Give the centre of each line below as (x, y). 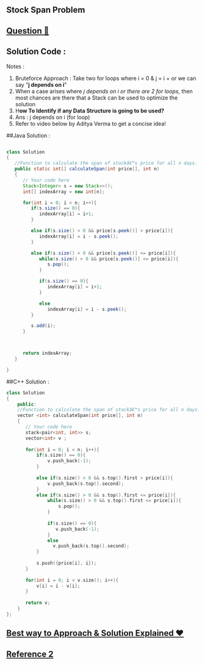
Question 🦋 (28, 31)
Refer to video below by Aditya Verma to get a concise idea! (91, 123)
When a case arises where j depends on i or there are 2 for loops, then (104, 91)
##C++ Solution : (28, 382)
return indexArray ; (47, 354)
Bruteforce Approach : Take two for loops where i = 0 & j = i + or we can (106, 78)
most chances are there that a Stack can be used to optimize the (96, 98)
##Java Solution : (28, 135)
